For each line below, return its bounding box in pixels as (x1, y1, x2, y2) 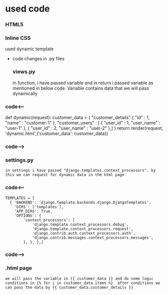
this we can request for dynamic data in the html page (5, 172, 124, 178)
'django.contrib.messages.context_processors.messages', (32, 235, 154, 240)
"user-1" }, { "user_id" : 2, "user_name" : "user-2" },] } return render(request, (5, 125, 163, 131)
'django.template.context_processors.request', (32, 226, 134, 232)
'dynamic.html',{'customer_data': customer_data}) (5, 130, 109, 136)
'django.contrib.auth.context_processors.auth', (32, 231, 136, 236)
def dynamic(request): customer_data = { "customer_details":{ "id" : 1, (5, 114, 150, 120)
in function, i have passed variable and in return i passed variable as (12, 80, 154, 86)
